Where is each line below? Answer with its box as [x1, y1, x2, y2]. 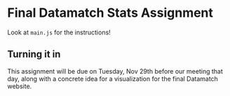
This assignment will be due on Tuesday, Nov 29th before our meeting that [7, 67, 223, 75]
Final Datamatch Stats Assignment [7, 5, 214, 21]
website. [7, 82, 32, 90]
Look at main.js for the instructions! [7, 28, 111, 36]
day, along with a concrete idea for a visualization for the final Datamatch [7, 74, 219, 83]
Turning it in [7, 48, 61, 60]
